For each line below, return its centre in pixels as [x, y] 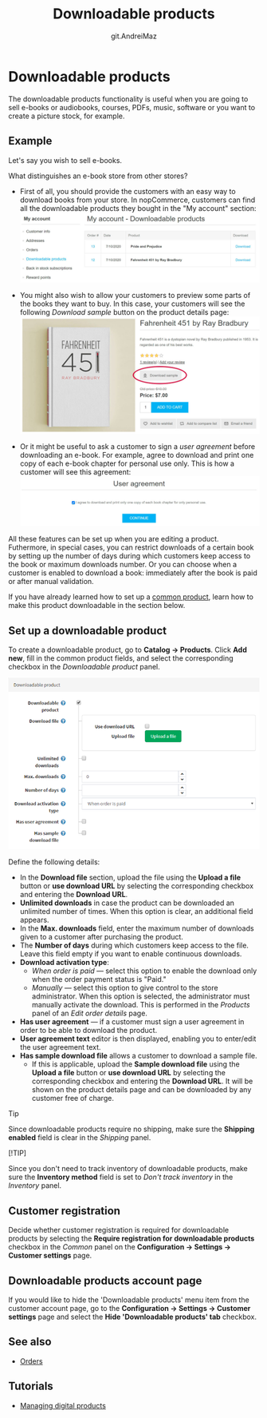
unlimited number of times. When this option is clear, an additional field [136, 912]
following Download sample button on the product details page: [124, 312]
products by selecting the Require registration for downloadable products [132, 1238]
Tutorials [31, 1386]
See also [30, 1342]
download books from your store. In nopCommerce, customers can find [137, 200]
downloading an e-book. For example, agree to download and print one [137, 455]
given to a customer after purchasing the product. [101, 937]
